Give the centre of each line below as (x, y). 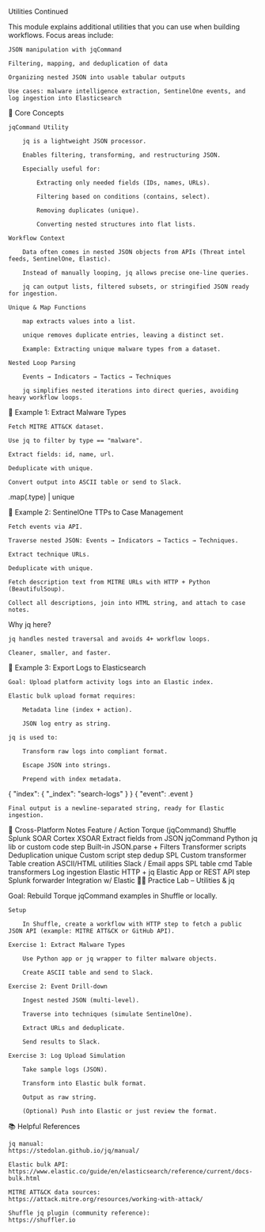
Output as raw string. (60, 1097)
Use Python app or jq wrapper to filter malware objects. (120, 959)
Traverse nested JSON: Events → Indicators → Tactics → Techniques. (123, 541)
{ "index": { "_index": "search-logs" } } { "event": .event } (101, 794)
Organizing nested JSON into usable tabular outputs (97, 78)
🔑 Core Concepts (36, 113)
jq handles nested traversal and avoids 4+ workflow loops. (110, 639)
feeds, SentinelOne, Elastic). (60, 259)
